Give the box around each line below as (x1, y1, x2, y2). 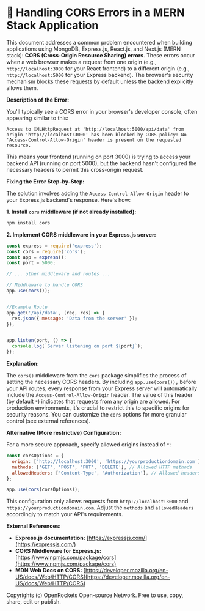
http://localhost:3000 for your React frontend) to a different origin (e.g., (6, 64, 190, 72)
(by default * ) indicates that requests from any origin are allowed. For (6, 398, 180, 405)
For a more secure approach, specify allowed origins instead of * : (6, 441, 171, 448)
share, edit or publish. (6, 598, 61, 605)
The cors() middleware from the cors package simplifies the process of (6, 372, 187, 379)
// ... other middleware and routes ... (6, 271, 111, 277)
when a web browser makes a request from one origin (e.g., (6, 58, 157, 65)
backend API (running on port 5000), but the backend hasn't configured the (6, 159, 197, 167)
